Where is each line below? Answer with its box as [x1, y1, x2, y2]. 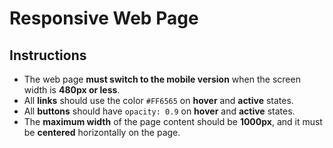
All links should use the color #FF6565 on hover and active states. [23, 95, 294, 106]
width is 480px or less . [23, 84, 121, 96]
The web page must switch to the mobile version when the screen [23, 73, 301, 85]
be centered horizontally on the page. [23, 127, 181, 138]
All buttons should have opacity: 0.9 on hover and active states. [23, 105, 296, 117]
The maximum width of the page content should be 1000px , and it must [23, 116, 323, 127]
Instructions [9, 47, 87, 64]
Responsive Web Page [9, 7, 199, 30]
